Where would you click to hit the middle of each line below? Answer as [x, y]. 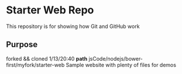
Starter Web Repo [50, 10]
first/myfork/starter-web [35, 65]
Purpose [22, 45]
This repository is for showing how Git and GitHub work [73, 26]
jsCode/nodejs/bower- [116, 58]
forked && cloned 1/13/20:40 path [47, 58]
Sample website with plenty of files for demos [121, 65]
